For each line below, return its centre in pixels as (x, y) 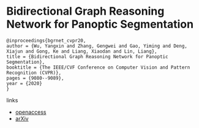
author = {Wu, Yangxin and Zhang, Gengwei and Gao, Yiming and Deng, (97, 46)
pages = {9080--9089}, (35, 78)
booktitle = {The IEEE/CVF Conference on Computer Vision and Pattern (98, 67)
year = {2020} (24, 83)
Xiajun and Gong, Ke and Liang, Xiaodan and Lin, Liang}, (82, 51)
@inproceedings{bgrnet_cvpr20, (46, 40)
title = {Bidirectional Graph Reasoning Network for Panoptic (87, 56)
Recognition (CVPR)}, (34, 73)
